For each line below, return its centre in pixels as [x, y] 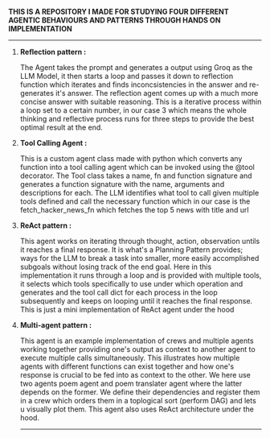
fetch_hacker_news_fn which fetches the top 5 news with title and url [134, 210]
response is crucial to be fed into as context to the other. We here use [135, 375]
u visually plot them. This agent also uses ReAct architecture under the [137, 409]
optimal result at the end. [61, 127]
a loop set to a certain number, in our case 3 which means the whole [133, 110]
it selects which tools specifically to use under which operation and [131, 284]
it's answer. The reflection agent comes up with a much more [157, 93]
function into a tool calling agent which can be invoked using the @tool [137, 167]
